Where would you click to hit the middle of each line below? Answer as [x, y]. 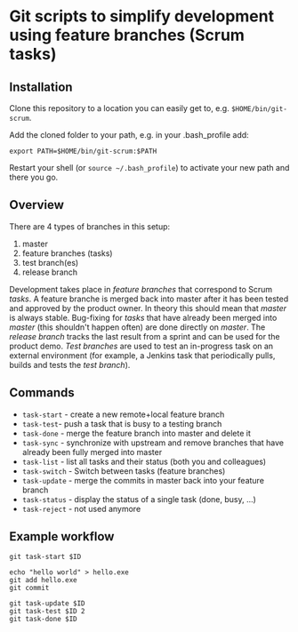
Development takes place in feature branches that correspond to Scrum [141, 289]
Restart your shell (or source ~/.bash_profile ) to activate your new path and [149, 168]
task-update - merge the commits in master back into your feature [143, 480]
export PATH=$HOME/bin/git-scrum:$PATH [83, 151]
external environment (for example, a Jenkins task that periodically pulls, [142, 355]
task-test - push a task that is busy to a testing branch [122, 423]
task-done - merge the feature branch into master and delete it [136, 433]
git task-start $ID [45, 557]
